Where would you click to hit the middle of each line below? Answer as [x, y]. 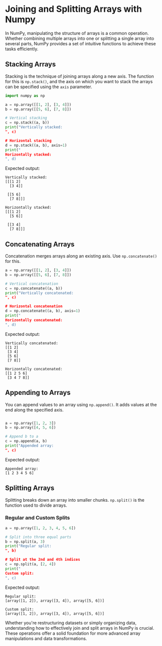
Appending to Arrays [38, 393]
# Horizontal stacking [28, 141]
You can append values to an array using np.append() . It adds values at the [81, 404]
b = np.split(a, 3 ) [25, 542]
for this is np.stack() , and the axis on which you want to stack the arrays [79, 81]
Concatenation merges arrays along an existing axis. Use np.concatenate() [81, 256]
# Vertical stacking [26, 118]
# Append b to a [22, 437]
